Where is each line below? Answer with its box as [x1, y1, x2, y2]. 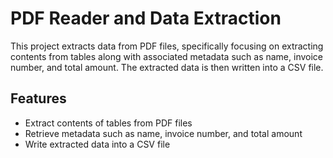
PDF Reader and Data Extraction [10, 7, 282, 30]
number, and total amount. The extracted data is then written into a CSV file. [10, 61, 324, 73]
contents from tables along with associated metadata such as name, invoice [10, 50, 323, 62]
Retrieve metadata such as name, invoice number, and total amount [24, 127, 303, 139]
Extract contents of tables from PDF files [24, 117, 193, 129]
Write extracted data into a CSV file [24, 138, 171, 150]
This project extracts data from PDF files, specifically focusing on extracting [10, 40, 324, 52]
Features [10, 90, 67, 107]
